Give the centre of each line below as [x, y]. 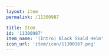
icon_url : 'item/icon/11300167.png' [51, 44]
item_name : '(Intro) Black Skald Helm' [55, 39]
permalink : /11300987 [33, 17]
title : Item [21, 28]
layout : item [22, 11]
